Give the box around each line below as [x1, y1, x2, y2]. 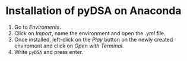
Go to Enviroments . [14, 23, 62, 30]
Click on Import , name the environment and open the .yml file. [14, 29, 166, 36]
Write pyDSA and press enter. [14, 48, 84, 55]
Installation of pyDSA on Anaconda [5, 4, 182, 18]
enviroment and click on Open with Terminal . [14, 42, 124, 49]
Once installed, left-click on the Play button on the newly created [14, 36, 173, 43]
